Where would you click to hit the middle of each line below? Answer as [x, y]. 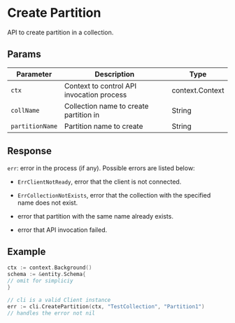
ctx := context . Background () [50, 268]
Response [30, 151]
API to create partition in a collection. [60, 32]
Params [24, 54]
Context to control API [100, 85]
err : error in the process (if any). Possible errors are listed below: [101, 168]
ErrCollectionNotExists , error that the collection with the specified [114, 195]
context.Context [198, 90]
